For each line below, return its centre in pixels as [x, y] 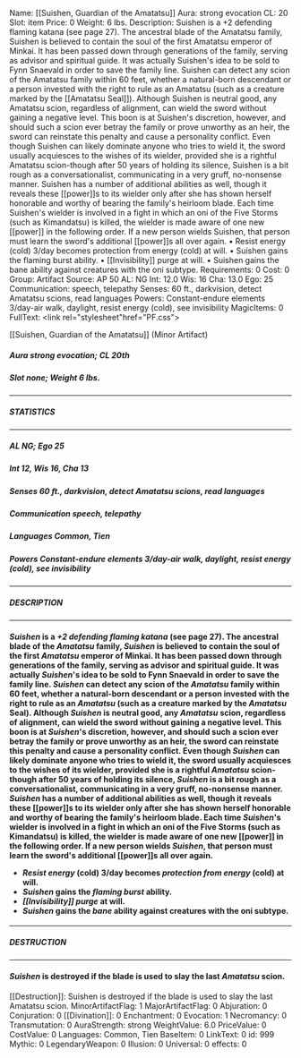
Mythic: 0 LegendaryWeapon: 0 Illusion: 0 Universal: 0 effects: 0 [128, 1044]
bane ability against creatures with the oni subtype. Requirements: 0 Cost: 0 [150, 269]
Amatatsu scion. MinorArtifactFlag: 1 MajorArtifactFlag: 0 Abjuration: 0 [138, 1005]
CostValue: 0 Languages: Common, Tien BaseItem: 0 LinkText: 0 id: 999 [142, 1034]
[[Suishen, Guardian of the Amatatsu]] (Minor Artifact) [109, 334]
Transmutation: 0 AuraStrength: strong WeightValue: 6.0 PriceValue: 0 [138, 1025]
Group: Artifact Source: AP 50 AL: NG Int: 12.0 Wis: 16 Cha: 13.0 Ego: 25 [142, 279]
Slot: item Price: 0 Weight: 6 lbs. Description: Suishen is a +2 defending [141, 22]
